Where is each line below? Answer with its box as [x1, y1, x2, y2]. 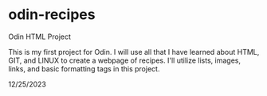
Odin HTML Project [8, 32, 72, 41]
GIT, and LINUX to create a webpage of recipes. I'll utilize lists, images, [8, 56, 241, 65]
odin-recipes [8, 6, 96, 24]
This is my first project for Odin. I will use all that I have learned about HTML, [8, 47, 260, 56]
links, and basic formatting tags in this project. [8, 63, 160, 73]
